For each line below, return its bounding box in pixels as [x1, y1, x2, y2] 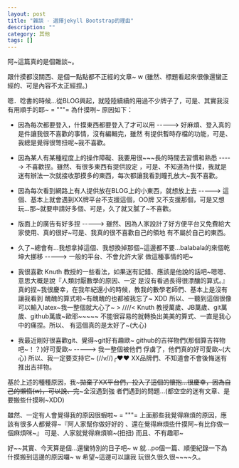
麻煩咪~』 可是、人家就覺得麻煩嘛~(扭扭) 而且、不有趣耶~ [13, 429, 184, 437]
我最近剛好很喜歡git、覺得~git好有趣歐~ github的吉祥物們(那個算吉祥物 [17, 336, 226, 345]
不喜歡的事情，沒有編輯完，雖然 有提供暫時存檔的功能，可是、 [48, 130, 232, 138]
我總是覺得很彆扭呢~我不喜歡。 [17, 138, 110, 147]
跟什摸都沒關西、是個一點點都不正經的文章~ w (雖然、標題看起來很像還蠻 [7, 73, 222, 81]
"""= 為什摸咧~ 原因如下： [56, 105, 134, 114]
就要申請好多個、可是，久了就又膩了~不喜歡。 [40, 204, 176, 213]
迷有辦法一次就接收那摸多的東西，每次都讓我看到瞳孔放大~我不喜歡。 [17, 172, 222, 180]
